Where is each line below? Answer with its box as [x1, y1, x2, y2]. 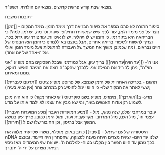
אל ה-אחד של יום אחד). [5, 49, 49, 55]
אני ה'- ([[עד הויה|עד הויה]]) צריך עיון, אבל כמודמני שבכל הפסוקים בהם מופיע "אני [5, 59, 158, 65]
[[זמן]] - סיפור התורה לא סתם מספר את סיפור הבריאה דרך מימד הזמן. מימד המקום [5, 23, 160, 29]
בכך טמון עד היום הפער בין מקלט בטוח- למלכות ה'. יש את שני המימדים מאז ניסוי [5, 139, 155, 145]
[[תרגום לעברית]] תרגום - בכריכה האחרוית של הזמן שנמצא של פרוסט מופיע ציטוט [5, 79, 157, 85]
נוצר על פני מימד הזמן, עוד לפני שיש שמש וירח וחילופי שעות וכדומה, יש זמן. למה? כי [5, 29, 160, 34]
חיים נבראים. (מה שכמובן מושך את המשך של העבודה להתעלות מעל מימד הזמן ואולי [5, 44, 161, 50]
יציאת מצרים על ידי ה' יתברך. [5, 145, 59, 150]
